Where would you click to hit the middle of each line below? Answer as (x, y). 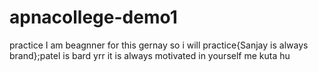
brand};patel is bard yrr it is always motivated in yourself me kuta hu (150, 55)
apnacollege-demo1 (93, 17)
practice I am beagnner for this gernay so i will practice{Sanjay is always (159, 45)
